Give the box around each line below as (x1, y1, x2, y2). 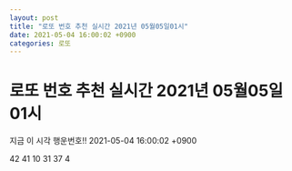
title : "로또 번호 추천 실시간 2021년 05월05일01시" (9, 22, 189, 31)
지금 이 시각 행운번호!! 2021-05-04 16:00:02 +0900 (9, 136, 197, 146)
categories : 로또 (9, 38, 71, 48)
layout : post (9, 13, 59, 23)
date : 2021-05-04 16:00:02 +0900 (9, 30, 136, 39)
